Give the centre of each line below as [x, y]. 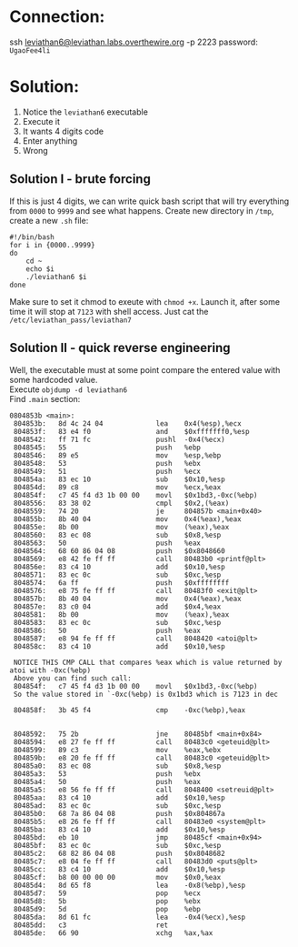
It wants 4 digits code [63, 131]
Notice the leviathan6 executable [85, 112]
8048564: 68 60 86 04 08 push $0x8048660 [119, 551]
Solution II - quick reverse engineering [120, 348]
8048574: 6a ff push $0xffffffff [121, 583]
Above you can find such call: [72, 678]
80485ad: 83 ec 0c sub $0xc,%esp [117, 806]
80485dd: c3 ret [91, 925]
